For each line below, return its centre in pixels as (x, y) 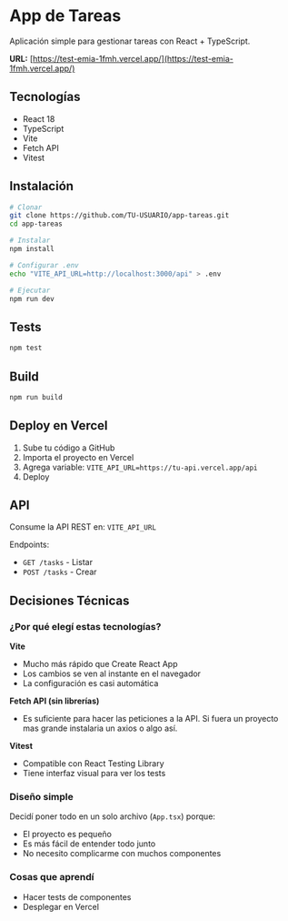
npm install (32, 249)
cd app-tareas (36, 224)
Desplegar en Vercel (61, 906)
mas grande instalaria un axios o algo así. (100, 728)
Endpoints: (30, 545)
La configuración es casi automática (90, 683)
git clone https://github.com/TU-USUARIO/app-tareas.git (119, 216)
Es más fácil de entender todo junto (89, 844)
